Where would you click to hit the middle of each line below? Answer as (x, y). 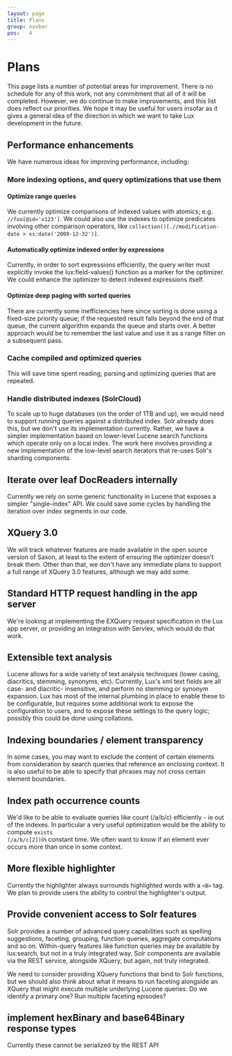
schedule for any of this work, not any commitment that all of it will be (107, 94)
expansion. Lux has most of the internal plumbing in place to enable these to (116, 696)
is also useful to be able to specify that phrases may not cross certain (106, 772)
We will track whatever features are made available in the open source (107, 549)
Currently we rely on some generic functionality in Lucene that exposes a (112, 496)
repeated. (21, 380)
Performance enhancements (70, 145)
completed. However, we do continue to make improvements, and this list (112, 101)
